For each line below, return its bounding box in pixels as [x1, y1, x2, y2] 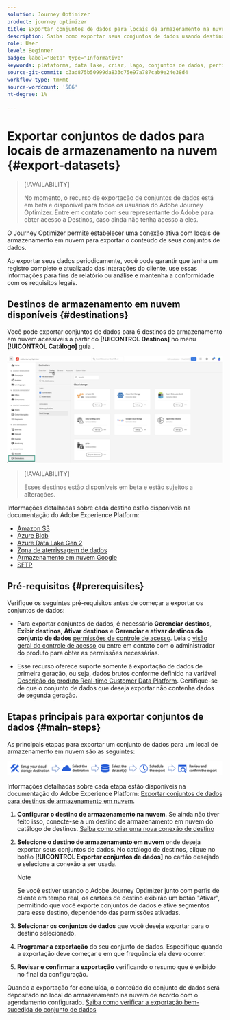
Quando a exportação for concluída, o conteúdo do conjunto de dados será [7, 984, 220, 992]
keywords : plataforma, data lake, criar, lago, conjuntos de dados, [7, 62, 207, 69]
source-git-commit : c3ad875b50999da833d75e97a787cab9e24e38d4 [7, 69, 188, 76]
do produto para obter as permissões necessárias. [16, 648, 159, 657]
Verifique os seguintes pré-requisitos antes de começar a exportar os [7, 598, 203, 607]
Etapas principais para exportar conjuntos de [7, 711, 204, 723]
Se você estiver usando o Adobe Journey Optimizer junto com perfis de [16, 887, 220, 895]
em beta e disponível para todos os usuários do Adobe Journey [23, 201, 203, 209]
